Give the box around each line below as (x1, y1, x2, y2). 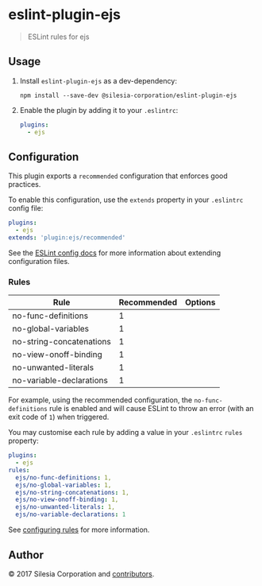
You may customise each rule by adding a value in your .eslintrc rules (8, 428, 243, 437)
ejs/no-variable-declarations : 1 (15, 510, 126, 518)
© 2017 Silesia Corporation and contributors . (8, 569, 155, 578)
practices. (8, 180, 41, 189)
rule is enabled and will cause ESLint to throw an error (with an (48, 404, 254, 413)
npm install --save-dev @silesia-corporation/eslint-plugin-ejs (19, 91, 237, 99)
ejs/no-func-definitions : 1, (15, 473, 112, 482)
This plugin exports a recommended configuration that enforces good (8, 171, 228, 180)
